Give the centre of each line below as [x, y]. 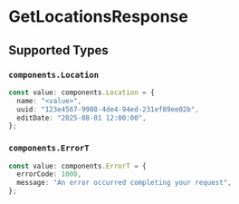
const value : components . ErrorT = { [77, 166]
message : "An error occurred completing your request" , [124, 183]
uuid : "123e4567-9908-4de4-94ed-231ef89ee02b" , [108, 109]
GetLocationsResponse [99, 17]
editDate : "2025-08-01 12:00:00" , [81, 118]
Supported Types [59, 50]
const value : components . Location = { [81, 92]
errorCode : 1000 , [49, 174]
